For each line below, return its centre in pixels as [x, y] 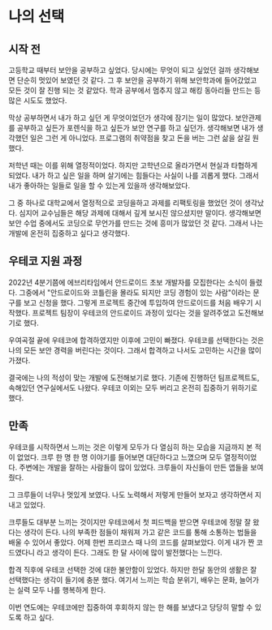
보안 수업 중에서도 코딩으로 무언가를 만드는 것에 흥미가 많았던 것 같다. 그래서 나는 [136, 223]
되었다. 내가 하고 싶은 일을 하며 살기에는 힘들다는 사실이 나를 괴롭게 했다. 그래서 [134, 176]
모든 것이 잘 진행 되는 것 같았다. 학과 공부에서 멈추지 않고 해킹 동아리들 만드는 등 [135, 90]
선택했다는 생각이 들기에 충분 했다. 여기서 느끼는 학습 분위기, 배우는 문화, [123, 580]
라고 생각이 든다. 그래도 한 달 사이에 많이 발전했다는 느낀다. [129, 552]
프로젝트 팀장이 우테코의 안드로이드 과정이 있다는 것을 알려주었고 [134, 312]
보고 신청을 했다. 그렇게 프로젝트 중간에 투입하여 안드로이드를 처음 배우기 [138, 302]
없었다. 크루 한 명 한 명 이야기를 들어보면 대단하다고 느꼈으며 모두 [119, 457]
